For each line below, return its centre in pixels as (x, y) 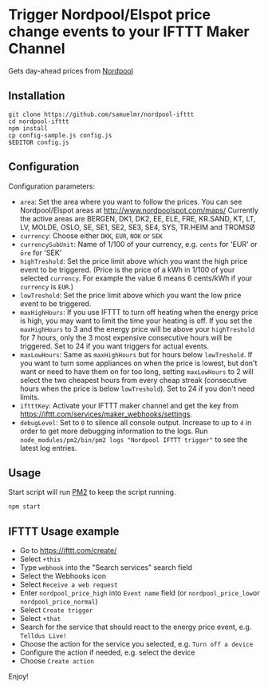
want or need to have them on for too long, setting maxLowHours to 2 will (136, 371)
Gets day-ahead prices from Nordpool (71, 70)
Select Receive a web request (69, 584)
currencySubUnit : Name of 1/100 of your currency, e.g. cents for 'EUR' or (138, 244)
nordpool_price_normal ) (59, 602)
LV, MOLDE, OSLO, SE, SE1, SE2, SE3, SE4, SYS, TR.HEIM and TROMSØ (137, 227)
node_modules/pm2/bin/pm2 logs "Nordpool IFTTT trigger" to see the (134, 439)
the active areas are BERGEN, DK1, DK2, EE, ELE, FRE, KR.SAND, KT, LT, (138, 218)
